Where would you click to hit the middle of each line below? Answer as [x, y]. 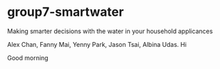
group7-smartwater [66, 12]
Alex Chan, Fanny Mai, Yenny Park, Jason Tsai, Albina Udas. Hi [97, 44]
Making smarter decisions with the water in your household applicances [110, 31]
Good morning [28, 58]
